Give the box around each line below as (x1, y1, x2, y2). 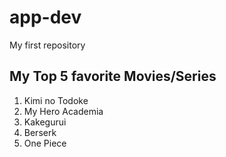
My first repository (9, 39, 86, 51)
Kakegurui (23, 116, 67, 128)
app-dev (9, 6, 82, 29)
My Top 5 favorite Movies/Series (9, 68, 217, 85)
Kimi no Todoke (23, 94, 89, 106)
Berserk (23, 126, 57, 138)
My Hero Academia (23, 105, 104, 117)
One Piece (23, 137, 67, 149)
